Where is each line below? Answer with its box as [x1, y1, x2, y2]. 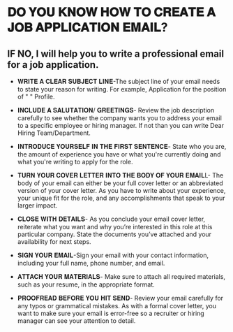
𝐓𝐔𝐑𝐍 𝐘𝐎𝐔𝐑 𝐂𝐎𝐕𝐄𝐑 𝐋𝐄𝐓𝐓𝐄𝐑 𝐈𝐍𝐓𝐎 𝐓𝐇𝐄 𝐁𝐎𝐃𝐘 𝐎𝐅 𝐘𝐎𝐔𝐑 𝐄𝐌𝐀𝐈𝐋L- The [17, 171, 224, 179]
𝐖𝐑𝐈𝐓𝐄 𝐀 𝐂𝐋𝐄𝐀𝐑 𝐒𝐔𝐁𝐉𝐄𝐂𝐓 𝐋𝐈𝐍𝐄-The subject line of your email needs [17, 78, 220, 85]
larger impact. [17, 201, 58, 210]
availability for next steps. [17, 238, 92, 245]
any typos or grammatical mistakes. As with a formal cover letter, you [17, 302, 216, 310]
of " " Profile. [17, 92, 55, 101]
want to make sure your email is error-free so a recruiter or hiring [17, 309, 204, 317]
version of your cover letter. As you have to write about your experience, [17, 187, 226, 194]
